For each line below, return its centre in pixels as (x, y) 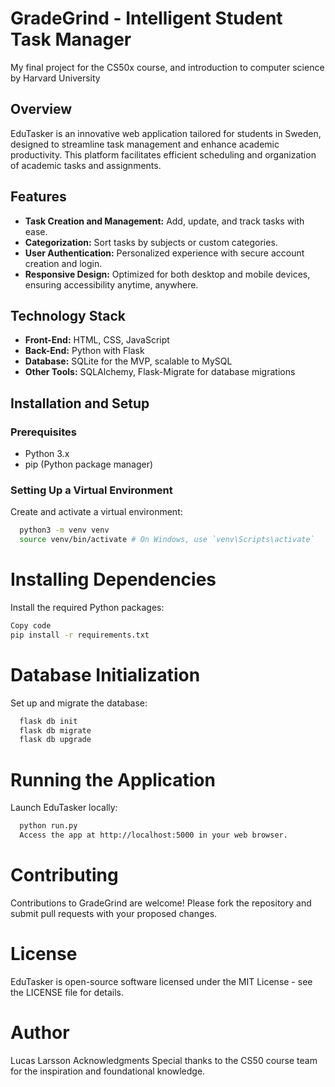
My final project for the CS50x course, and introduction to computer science (167, 67)
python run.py (48, 826)
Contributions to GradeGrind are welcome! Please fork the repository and (161, 903)
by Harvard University (55, 78)
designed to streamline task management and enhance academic (145, 144)
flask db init (48, 721)
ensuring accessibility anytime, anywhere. (111, 284)
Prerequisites (43, 432)
